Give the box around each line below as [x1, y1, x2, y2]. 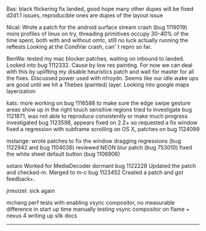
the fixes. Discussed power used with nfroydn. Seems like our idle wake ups [6, 75, 199, 81]
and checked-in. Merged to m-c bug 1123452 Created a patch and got [6, 169, 184, 176]
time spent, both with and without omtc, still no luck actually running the [6, 37, 188, 44]
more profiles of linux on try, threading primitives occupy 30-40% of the [6, 30, 189, 37]
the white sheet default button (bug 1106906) [6, 150, 121, 157]
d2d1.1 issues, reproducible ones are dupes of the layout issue [6, 12, 164, 19]
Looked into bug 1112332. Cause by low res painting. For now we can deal [6, 61, 193, 69]
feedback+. [6, 175, 36, 183]
